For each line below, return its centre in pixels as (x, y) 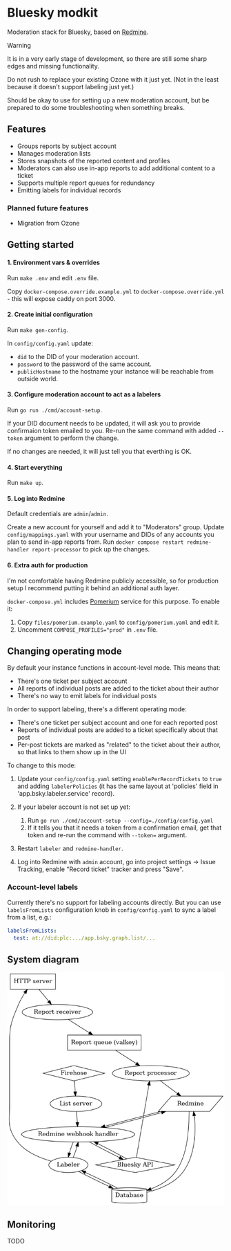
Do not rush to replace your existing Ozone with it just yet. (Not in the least (113, 79)
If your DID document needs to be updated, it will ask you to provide (104, 423)
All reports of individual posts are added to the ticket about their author (118, 688)
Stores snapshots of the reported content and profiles (93, 161)
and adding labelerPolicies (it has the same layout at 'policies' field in (118, 786)
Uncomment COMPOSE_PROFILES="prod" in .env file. (88, 629)
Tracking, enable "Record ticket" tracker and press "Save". (100, 869)
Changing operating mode (64, 651)
